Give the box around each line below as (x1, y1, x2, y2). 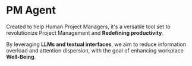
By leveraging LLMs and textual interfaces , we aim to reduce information (6, 41, 186, 48)
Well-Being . (6, 53, 36, 60)
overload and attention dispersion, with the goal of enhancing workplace (6, 47, 184, 54)
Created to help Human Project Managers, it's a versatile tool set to (6, 23, 171, 30)
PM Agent (6, 4, 56, 17)
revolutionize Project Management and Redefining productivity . (6, 29, 163, 36)
